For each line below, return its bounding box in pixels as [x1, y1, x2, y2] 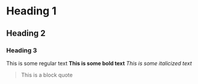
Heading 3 [6, 46, 37, 55]
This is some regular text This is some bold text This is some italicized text [6, 59, 193, 67]
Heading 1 [6, 4, 57, 18]
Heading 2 [6, 28, 46, 38]
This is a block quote [20, 71, 73, 79]
